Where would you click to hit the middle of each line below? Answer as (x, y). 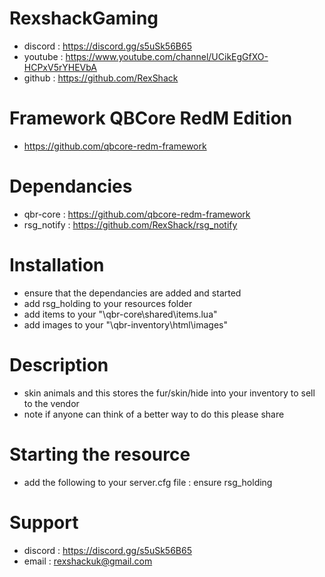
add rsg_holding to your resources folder (108, 303)
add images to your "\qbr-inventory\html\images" (125, 324)
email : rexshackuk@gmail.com (88, 561)
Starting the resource (100, 454)
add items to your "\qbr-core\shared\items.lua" (120, 314)
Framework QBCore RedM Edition (151, 118)
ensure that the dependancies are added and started (132, 293)
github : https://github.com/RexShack (101, 78)
